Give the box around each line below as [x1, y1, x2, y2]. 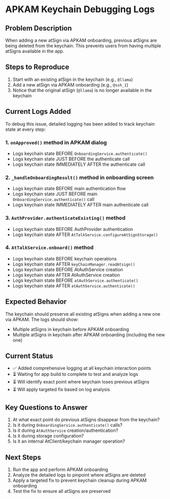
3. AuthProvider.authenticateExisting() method [5, 215, 126, 222]
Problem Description [5, 24, 72, 33]
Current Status [5, 352, 53, 361]
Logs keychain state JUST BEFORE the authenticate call [12, 156, 130, 162]
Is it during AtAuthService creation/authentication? [12, 427, 119, 433]
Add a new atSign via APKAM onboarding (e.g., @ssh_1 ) [12, 81, 129, 87]
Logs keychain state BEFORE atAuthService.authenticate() [12, 277, 138, 283]
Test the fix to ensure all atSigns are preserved [12, 488, 111, 494]
